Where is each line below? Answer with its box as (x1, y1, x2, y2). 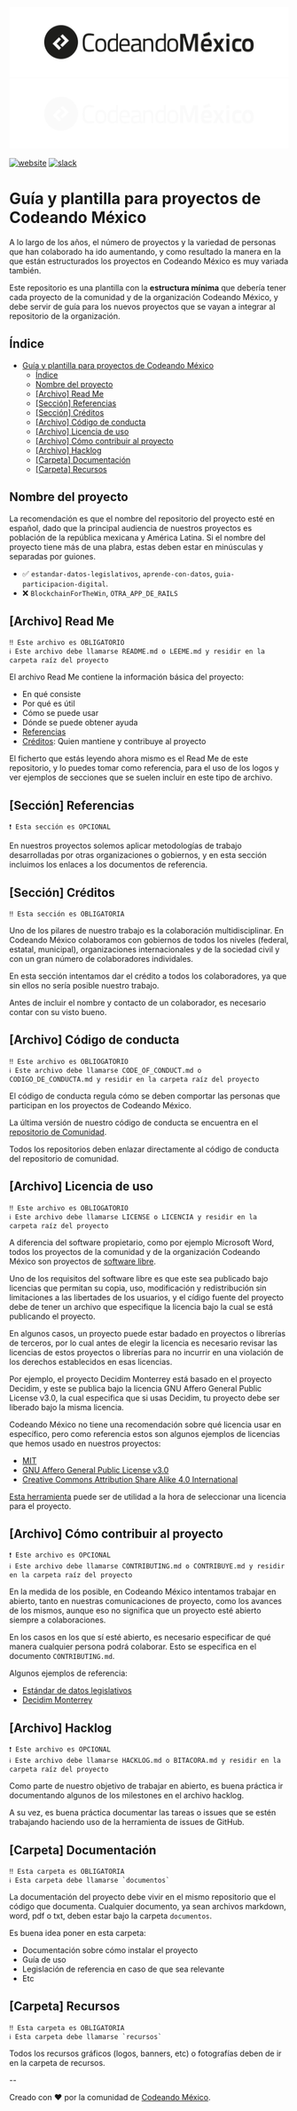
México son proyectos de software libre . (9, 1256, 157, 1266)
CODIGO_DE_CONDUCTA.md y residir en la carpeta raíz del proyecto (9, 1075, 260, 1083)
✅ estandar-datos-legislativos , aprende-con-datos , (21, 567, 213, 579)
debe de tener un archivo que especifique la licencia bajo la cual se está (9, 1301, 273, 1312)
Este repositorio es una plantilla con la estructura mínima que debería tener (9, 282, 286, 293)
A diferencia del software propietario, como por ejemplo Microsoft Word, (9, 1237, 275, 1248)
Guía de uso (21, 1955, 66, 1965)
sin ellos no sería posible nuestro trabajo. (9, 980, 160, 990)
